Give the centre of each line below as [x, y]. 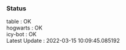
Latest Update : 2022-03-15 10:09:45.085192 [63, 41]
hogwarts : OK [24, 28]
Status [16, 8]
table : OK [19, 22]
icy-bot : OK [21, 34]
